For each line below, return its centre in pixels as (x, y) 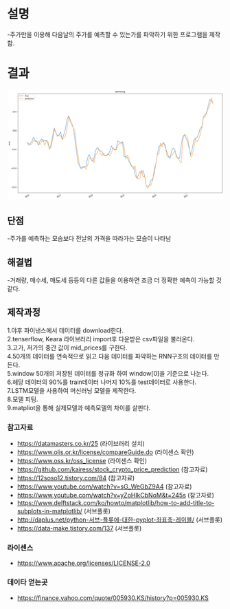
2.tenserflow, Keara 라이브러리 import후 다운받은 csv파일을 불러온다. (101, 339)
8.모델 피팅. (23, 399)
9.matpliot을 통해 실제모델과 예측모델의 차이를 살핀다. (79, 407)
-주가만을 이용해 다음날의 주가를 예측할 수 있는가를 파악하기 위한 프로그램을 (107, 34)
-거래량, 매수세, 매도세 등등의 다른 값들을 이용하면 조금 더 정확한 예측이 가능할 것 (114, 280)
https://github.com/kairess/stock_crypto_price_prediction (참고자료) (112, 469)
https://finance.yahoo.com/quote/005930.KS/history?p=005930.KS (113, 598)
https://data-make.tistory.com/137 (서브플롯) (79, 528)
